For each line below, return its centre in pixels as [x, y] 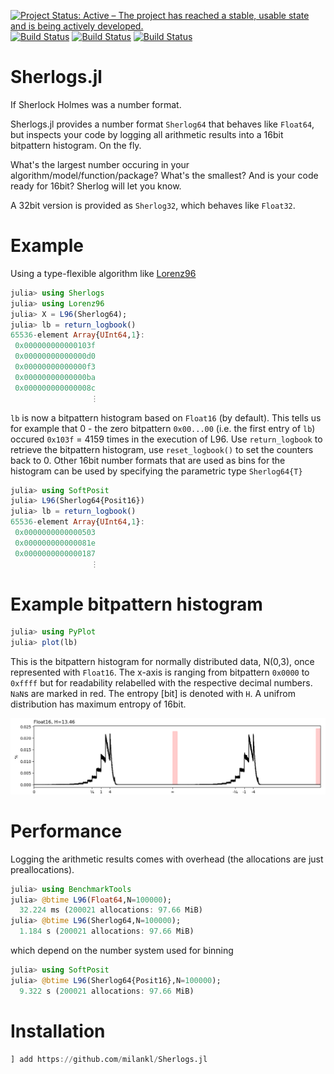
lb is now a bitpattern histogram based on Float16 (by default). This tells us [166, 417]
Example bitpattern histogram [136, 604]
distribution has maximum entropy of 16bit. [98, 704]
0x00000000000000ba [55, 377]
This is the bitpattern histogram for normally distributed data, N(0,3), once [162, 662]
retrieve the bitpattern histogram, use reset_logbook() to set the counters [162, 449]
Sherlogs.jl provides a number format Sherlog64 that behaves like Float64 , [162, 124]
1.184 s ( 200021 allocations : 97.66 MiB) [107, 931]
